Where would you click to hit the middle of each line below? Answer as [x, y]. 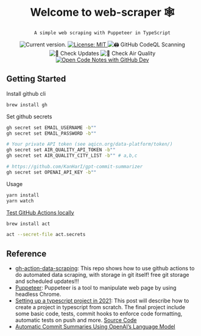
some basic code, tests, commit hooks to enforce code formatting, [99, 314]
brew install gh [27, 105]
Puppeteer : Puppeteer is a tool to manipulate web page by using [96, 288]
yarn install [23, 195]
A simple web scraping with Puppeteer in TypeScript [102, 33]
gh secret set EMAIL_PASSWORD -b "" [51, 133]
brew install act [28, 224]
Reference [26, 253]
